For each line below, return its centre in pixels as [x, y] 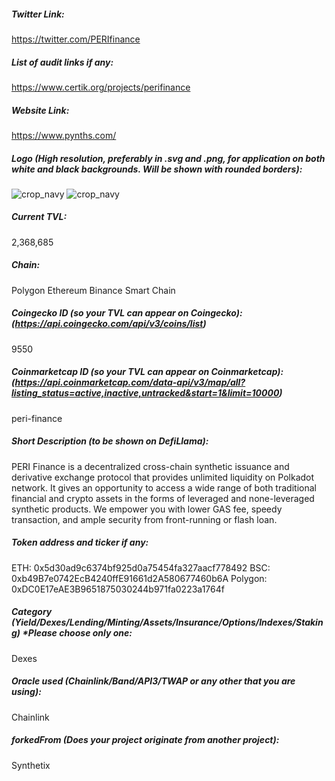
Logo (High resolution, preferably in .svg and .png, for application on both [168, 158]
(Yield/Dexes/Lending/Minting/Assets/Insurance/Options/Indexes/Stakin [167, 622]
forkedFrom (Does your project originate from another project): [145, 740]
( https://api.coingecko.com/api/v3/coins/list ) [109, 324]
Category [32, 612]
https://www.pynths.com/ [64, 135]
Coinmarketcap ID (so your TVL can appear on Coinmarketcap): [147, 372]
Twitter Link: [38, 14]
